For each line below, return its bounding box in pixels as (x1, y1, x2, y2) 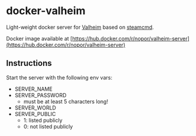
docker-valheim (6, 4, 86, 18)
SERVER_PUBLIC (14, 110, 56, 117)
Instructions (6, 58, 52, 68)
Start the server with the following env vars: (6, 74, 113, 81)
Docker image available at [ (6, 35, 73, 42)
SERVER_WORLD (14, 104, 56, 111)
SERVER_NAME (14, 85, 53, 92)
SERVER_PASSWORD (14, 91, 67, 98)
